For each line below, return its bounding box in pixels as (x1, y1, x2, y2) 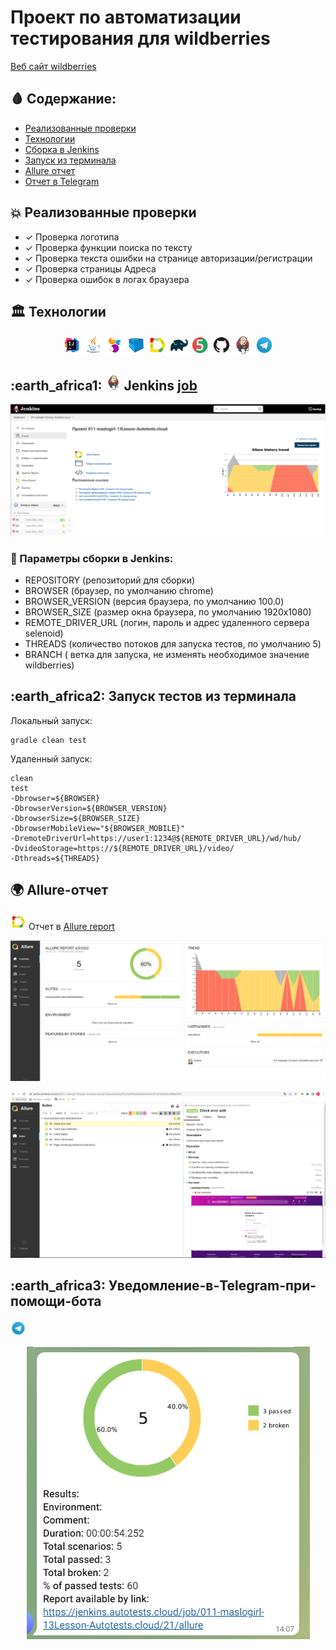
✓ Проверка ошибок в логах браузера (24, 273, 190, 285)
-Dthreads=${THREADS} (10, 853, 101, 863)
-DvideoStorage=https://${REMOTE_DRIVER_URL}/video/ (10, 843, 235, 853)
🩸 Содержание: (10, 91, 117, 108)
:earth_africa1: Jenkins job (10, 377, 198, 394)
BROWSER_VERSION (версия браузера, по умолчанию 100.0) (24, 595, 285, 607)
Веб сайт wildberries (10, 60, 97, 72)
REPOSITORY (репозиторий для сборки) (24, 574, 196, 586)
